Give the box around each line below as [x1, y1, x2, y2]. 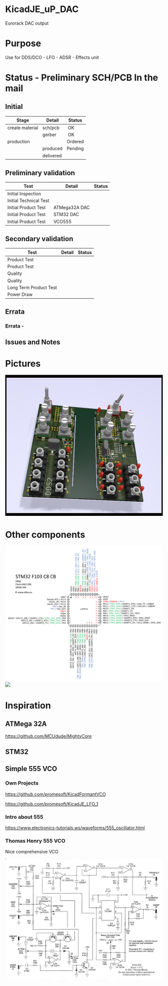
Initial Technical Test [7, 197, 49, 203]
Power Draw [7, 291, 33, 297]
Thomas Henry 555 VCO [5, 837, 66, 844]
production [7, 139, 30, 145]
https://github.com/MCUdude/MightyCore [5, 733, 92, 739]
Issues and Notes [5, 338, 60, 347]
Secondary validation [5, 235, 73, 243]
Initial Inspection [7, 190, 41, 196]
